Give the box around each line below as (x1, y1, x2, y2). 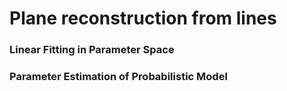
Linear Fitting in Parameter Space (9, 43, 175, 57)
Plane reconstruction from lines (9, 7, 277, 30)
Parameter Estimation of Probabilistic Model (9, 70, 228, 84)
